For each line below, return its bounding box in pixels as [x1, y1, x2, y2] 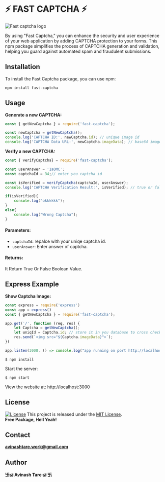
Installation [5, 63, 40, 71]
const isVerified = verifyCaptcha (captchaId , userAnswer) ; [5, 180, 129, 185]
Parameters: [5, 227, 31, 233]
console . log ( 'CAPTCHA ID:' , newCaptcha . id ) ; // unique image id [5, 135, 139, 140]
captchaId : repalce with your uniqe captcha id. [12, 238, 107, 244]
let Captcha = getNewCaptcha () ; [14, 326, 80, 331]
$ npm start [5, 375, 29, 380]
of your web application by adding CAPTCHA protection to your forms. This [5, 37, 158, 44]
